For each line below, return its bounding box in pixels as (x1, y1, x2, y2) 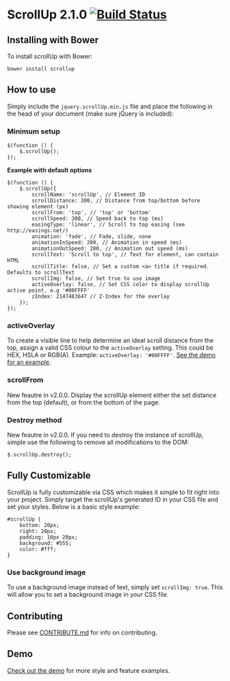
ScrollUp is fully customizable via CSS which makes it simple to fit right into (7, 488, 220, 496)
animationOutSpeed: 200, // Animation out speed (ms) (31, 245, 188, 253)
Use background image (7, 567, 86, 577)
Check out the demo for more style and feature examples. (7, 666, 170, 674)
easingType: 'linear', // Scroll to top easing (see (31, 221, 186, 229)
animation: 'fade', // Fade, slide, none (31, 233, 152, 240)
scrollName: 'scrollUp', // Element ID (31, 192, 146, 198)
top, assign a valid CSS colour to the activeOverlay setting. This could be (7, 344, 214, 352)
